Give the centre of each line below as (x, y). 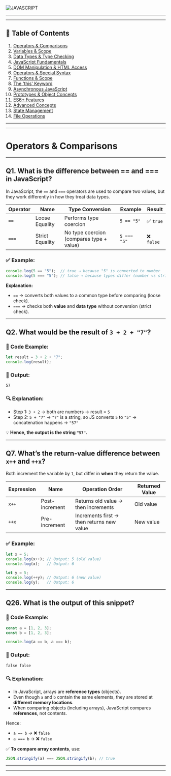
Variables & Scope (32, 51)
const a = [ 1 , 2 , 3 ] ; (29, 628)
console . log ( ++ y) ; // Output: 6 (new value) (54, 578)
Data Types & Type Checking (43, 56)
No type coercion (85, 233)
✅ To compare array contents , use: (43, 749)
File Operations (29, 116)
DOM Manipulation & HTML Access (50, 67)
